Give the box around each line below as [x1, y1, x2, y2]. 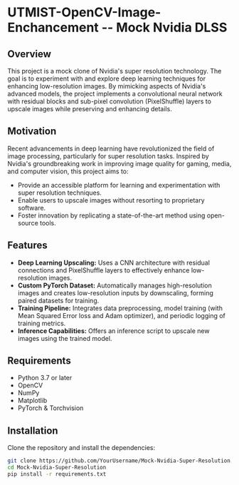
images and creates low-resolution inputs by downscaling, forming [17, 288, 213, 297]
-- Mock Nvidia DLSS [101, 19, 228, 36]
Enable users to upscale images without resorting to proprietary [17, 195, 205, 204]
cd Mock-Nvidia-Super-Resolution [7, 464, 107, 471]
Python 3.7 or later [17, 374, 73, 382]
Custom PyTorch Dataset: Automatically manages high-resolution [17, 281, 212, 290]
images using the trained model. [17, 334, 112, 342]
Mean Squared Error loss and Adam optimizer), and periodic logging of [17, 311, 226, 320]
